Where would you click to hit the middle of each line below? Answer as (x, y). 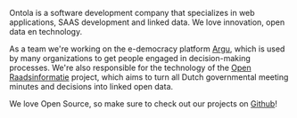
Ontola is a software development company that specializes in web (132, 13)
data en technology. (46, 31)
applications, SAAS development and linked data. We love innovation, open (147, 22)
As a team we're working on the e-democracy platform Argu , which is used (147, 49)
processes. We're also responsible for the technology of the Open (130, 67)
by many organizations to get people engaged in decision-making (130, 58)
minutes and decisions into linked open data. (91, 87)
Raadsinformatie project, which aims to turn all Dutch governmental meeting (149, 77)
